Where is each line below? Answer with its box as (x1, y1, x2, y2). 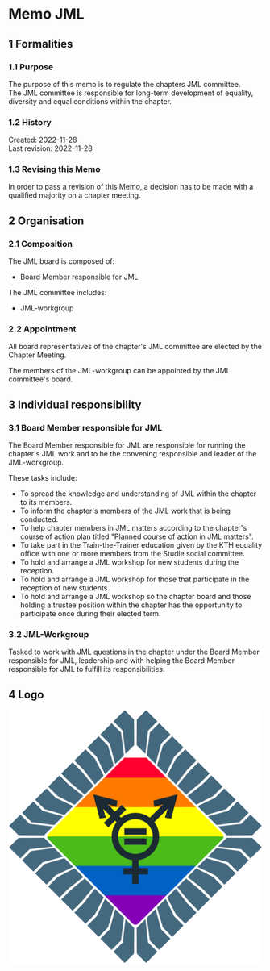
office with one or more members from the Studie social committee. (19, 549, 246, 559)
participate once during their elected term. (19, 609, 161, 619)
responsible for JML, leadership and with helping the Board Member (8, 656, 235, 665)
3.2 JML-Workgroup (8, 629, 89, 640)
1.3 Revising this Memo (8, 164, 101, 175)
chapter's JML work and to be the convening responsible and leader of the (8, 449, 257, 459)
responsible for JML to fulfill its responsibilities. (8, 665, 165, 674)
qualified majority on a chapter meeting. (8, 190, 141, 200)
